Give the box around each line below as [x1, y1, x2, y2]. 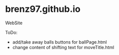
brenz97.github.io [5, 3, 81, 15]
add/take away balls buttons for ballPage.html [12, 39, 107, 45]
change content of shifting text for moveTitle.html [12, 44, 114, 50]
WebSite [5, 20, 22, 26]
